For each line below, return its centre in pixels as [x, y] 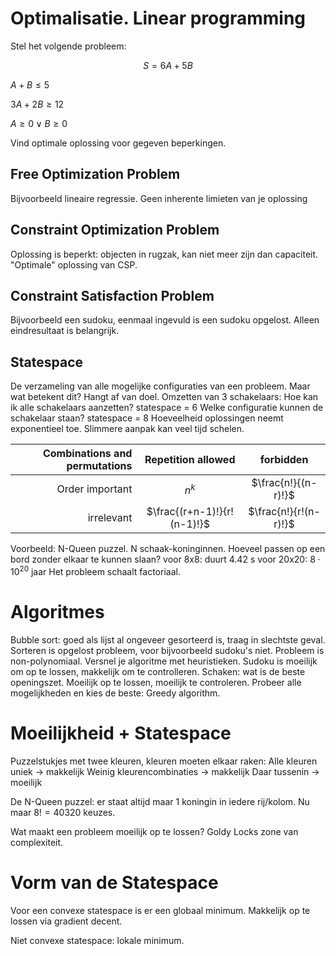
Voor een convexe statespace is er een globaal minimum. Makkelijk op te [160, 910]
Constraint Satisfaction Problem [112, 295]
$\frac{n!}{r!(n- [284, 512]
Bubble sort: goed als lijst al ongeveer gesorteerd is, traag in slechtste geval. [168, 639]
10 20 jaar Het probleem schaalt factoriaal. [95, 570]
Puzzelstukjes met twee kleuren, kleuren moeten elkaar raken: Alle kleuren [164, 761]
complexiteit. [37, 842]
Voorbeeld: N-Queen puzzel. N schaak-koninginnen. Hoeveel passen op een [168, 549]
